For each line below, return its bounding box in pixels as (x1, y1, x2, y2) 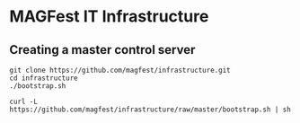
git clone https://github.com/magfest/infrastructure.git (9, 66, 231, 75)
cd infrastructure (9, 74, 78, 83)
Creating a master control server (9, 42, 196, 57)
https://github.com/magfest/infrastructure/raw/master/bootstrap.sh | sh (9, 105, 292, 114)
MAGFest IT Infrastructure (9, 6, 209, 27)
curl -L (9, 97, 39, 106)
